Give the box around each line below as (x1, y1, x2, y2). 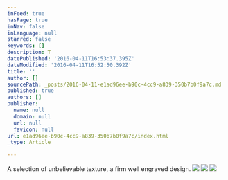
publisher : (7, 100, 39, 107)
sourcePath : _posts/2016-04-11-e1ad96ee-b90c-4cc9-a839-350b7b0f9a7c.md (7, 81, 222, 88)
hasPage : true (7, 17, 49, 24)
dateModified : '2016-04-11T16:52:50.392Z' (7, 62, 132, 69)
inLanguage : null (7, 29, 58, 37)
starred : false (7, 36, 51, 43)
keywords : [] (7, 42, 45, 49)
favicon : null (13, 126, 54, 133)
